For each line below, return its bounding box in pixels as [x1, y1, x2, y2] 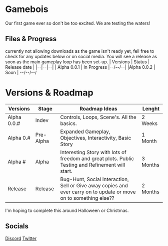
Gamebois [5, 4, 48, 15]
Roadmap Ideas [79, 105, 117, 112]
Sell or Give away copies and [59, 182, 128, 189]
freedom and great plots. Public [59, 155, 134, 162]
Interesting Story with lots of [59, 149, 126, 156]
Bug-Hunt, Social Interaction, [59, 176, 129, 183]
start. [59, 167, 72, 174]
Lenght [142, 105, 160, 112]
